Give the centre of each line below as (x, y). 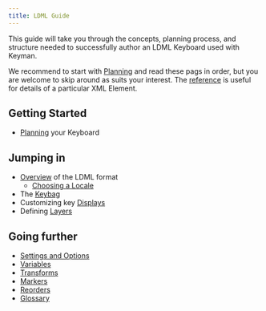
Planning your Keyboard (60, 132)
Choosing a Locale (63, 186)
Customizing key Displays (62, 203)
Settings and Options (54, 256)
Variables (35, 265)
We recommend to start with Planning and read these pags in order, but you (133, 71)
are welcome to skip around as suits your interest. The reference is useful (130, 79)
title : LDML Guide (39, 16)
